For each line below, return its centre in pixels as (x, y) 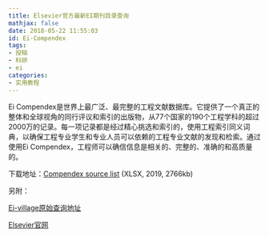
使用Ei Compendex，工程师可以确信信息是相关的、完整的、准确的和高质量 (130, 147)
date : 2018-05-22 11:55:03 (53, 30)
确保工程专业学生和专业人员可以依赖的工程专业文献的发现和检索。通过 (145, 136)
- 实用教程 (24, 82)
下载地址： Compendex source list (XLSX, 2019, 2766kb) (101, 174)
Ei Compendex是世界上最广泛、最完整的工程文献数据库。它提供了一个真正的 (134, 106)
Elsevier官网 (28, 224)
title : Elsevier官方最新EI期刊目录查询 (69, 16)
